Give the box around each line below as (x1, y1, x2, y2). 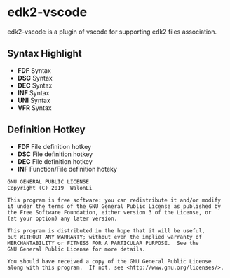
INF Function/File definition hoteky (17, 165, 118, 173)
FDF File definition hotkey (17, 142, 92, 151)
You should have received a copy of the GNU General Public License (7, 258, 212, 265)
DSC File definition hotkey (17, 150, 93, 158)
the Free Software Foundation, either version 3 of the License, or (7, 209, 212, 216)
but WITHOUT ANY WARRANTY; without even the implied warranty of (7, 233, 202, 240)
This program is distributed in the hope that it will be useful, (7, 227, 205, 235)
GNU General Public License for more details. (7, 246, 146, 253)
